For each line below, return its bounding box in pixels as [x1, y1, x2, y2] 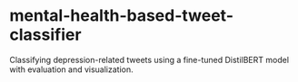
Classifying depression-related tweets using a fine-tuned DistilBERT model [9, 54, 289, 65]
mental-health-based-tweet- [9, 5, 234, 26]
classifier [9, 24, 82, 45]
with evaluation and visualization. [9, 64, 134, 75]
